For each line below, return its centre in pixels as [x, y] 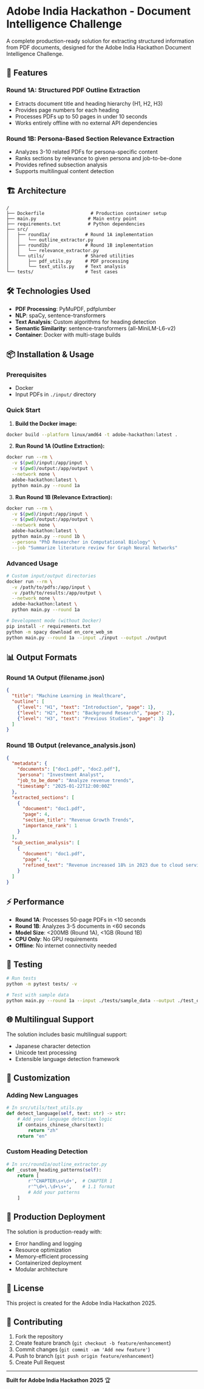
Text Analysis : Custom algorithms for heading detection [85, 322]
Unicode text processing [46, 1053]
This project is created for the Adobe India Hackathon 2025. [81, 1303]
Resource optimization [43, 1250]
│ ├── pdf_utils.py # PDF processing [68, 261]
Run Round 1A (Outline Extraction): [60, 446]
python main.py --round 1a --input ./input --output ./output [87, 638]
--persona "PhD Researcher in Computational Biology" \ [84, 542]
